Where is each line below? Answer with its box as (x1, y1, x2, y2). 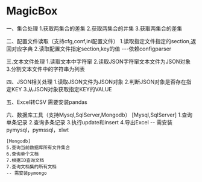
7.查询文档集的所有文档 (6, 163, 57, 169)
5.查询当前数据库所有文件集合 (6, 144, 71, 151)
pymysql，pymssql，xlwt (6, 126, 69, 133)
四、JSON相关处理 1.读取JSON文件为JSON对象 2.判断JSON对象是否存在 (6, 78, 187, 85)
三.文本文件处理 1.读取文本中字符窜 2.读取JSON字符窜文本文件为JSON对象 (6, 58, 191, 65)
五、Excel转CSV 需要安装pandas (6, 98, 87, 106)
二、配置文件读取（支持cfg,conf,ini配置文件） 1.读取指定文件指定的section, (6, 37, 191, 44)
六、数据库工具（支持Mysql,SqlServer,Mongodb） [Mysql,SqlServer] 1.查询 (6, 111, 193, 118)
